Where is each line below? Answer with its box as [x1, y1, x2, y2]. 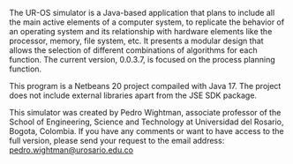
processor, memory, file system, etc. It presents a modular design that [9, 35, 264, 46]
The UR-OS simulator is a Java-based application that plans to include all [9, 8, 275, 18]
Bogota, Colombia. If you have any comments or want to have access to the [9, 126, 284, 136]
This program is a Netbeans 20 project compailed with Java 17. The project [9, 81, 282, 91]
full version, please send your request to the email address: [9, 136, 225, 145]
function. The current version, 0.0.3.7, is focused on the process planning [9, 55, 275, 64]
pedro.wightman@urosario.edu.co [9, 145, 134, 155]
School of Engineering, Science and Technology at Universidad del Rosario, [9, 116, 284, 127]
